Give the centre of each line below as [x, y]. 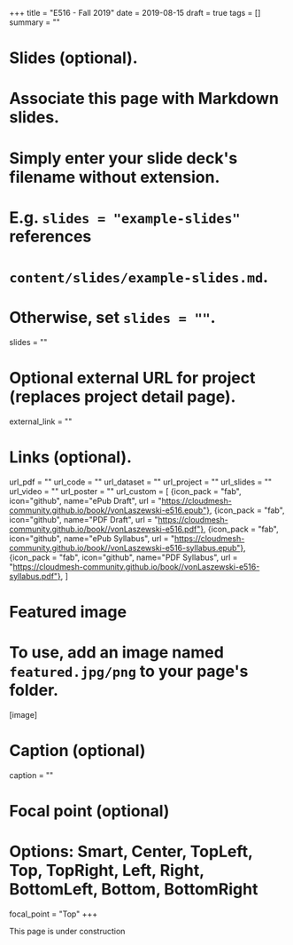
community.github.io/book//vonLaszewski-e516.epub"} [110, 510]
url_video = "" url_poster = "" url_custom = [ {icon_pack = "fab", [125, 491]
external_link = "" [41, 421]
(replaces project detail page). [123, 397]
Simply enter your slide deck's [123, 158]
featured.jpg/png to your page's [129, 671]
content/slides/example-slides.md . [139, 276]
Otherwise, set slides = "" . [112, 318]
